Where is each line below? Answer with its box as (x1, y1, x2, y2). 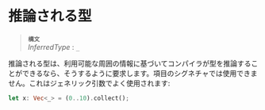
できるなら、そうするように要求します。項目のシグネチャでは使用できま (21, 68, 258, 78)
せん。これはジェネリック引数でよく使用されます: (8, 78, 171, 88)
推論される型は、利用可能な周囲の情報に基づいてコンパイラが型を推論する (8, 59, 252, 68)
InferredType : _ (27, 42, 80, 51)
